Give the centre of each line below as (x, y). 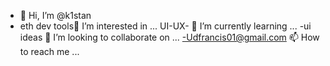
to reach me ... (49, 51)
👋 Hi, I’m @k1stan (55, 15)
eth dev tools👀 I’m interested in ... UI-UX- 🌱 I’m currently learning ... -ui (165, 26)
